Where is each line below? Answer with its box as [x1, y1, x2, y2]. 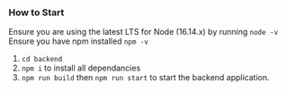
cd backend [21, 55, 63, 64]
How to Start [8, 6, 65, 19]
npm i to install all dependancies [21, 62, 141, 73]
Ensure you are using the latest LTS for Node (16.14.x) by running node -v [8, 27, 279, 37]
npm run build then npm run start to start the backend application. [21, 72, 271, 83]
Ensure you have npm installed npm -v [8, 36, 149, 46]
